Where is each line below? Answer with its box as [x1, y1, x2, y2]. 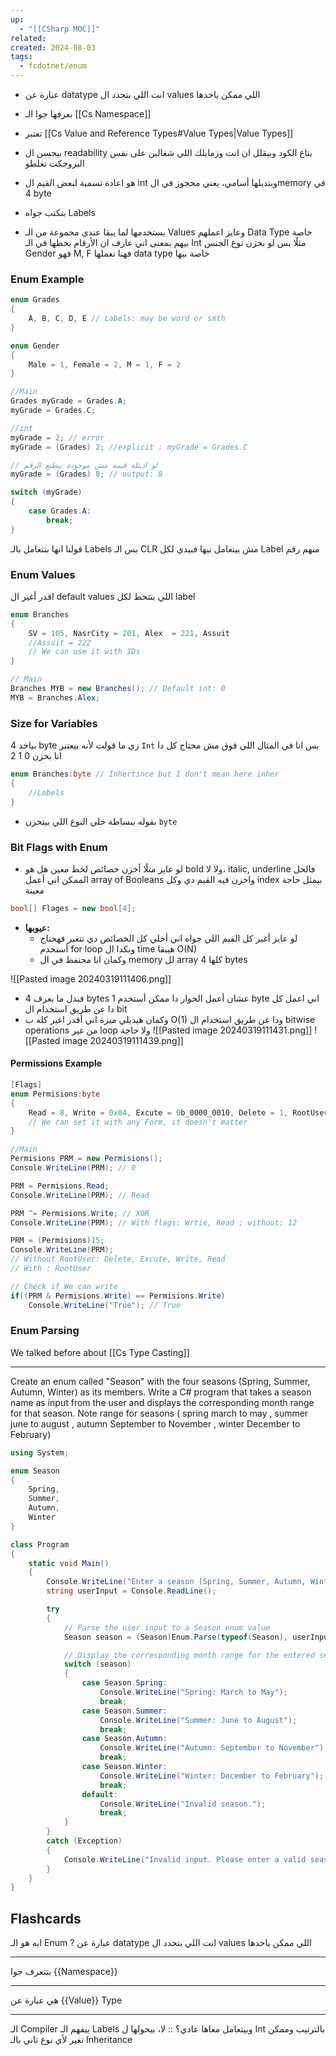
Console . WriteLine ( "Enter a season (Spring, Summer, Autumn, [46, 1577, 307, 1587]
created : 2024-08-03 [10, 42, 97, 53]
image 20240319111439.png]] [62, 1034, 184, 1046]
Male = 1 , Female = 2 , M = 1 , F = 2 [28, 359, 182, 370]
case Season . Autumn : [81, 1734, 168, 1744]
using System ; [10, 1447, 70, 1458]
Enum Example [10, 272, 85, 286]
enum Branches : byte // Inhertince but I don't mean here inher [10, 769, 280, 780]
